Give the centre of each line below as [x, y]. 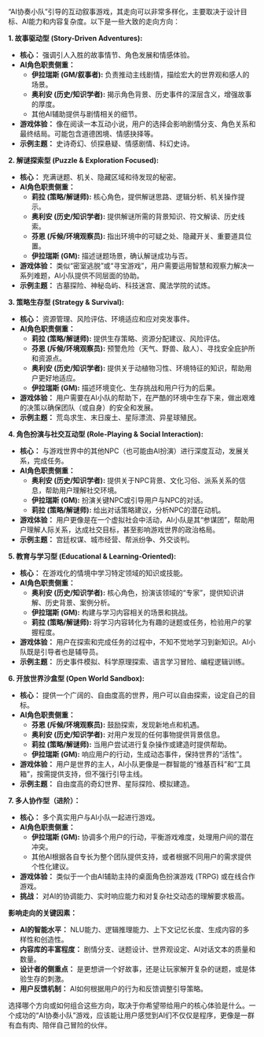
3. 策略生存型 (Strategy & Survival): [66, 302]
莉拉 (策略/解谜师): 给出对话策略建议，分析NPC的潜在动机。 [128, 510]
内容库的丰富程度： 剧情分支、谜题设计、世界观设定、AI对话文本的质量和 [137, 949]
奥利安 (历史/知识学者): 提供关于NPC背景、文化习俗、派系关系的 [135, 480]
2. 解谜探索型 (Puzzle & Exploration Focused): [84, 160]
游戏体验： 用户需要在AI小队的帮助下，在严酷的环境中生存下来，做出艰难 [137, 398]
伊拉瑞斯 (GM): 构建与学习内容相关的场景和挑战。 [112, 612]
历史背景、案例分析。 [80, 602]
